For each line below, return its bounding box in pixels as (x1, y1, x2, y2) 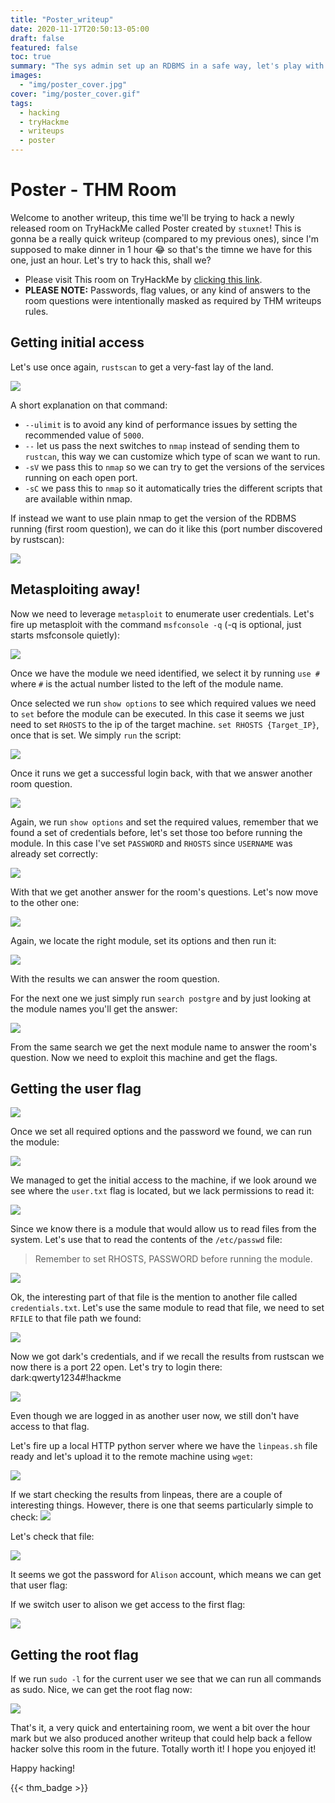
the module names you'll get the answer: (10, 1002, 178, 1015)
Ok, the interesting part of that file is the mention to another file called (10, 1291, 298, 1303)
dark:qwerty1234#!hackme (10, 1372, 122, 1384)
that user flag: (10, 1579, 68, 1591)
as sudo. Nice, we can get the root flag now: (10, 1684, 193, 1696)
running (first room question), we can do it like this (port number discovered (10, 522, 323, 535)
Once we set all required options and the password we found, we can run (10, 1126, 313, 1138)
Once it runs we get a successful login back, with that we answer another (10, 767, 313, 779)
